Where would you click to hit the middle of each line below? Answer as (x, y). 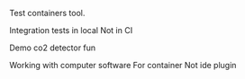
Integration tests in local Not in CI (71, 30)
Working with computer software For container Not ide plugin (123, 65)
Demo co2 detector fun (53, 48)
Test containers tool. (47, 13)
